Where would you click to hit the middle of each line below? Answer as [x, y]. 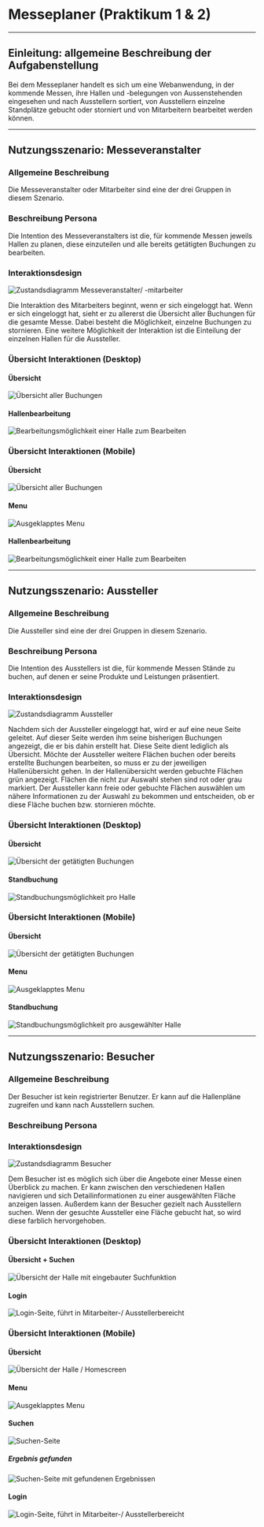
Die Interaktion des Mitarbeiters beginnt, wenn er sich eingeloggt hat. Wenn [130, 306]
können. [21, 118]
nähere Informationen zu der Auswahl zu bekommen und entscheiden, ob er [132, 797]
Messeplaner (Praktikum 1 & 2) [110, 15]
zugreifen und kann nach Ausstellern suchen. [82, 1105]
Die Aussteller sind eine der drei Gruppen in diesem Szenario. [108, 630]
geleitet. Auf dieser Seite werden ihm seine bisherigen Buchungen [115, 737]
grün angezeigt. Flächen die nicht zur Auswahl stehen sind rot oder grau [125, 780]
